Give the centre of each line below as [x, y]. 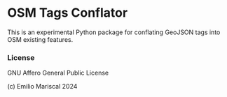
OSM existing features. [40, 39]
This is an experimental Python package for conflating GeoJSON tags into [114, 32]
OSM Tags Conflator [68, 13]
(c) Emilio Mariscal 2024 [42, 87]
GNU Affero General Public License [58, 73]
